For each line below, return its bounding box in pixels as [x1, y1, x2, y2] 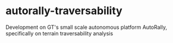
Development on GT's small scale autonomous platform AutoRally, [5, 24, 168, 31]
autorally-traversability [5, 4, 122, 18]
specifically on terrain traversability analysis [5, 29, 114, 37]
